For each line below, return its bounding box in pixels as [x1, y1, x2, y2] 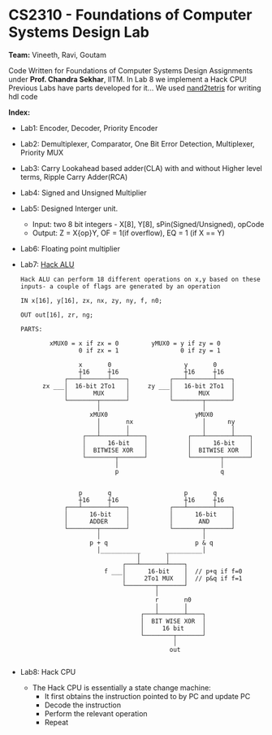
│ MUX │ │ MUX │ [63, 389, 235, 397]
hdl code [8, 91, 38, 101]
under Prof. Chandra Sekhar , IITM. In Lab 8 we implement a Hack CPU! [8, 74, 248, 84]
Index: [8, 107, 31, 117]
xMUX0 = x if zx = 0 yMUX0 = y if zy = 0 [50, 339, 221, 348]
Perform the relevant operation [44, 708, 148, 718]
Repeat [44, 717, 69, 727]
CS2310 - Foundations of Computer [8, 6, 253, 24]
